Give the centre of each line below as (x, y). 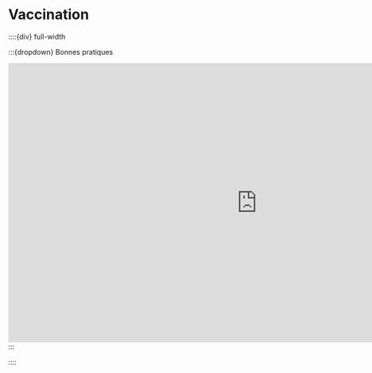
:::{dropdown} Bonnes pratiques (61, 52)
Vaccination (49, 15)
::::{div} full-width (37, 37)
